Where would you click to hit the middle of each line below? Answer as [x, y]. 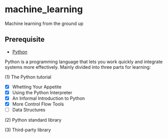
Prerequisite [25, 39]
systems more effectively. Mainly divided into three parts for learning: [78, 67]
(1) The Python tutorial [28, 77]
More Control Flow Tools [38, 104]
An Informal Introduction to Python [49, 98]
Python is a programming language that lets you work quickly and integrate [84, 62]
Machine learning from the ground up [44, 23]
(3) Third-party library [28, 130]
